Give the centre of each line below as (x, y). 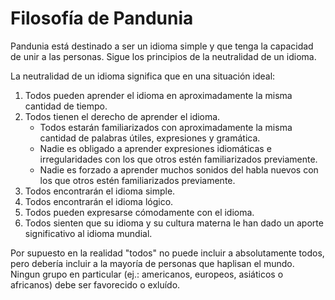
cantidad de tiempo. (66, 106)
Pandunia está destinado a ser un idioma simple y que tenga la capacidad (162, 46)
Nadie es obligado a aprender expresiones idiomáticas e (155, 148)
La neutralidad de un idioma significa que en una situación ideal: (143, 76)
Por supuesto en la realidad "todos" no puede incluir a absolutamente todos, (167, 253)
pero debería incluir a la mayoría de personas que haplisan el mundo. (152, 263)
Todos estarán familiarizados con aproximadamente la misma (166, 127)
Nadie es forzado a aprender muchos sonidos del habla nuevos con (179, 169)
